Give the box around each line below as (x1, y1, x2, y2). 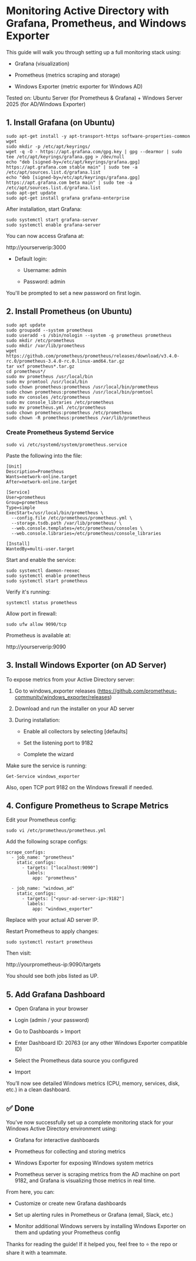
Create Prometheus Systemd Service (6, 428, 114, 436)
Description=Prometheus (6, 468, 65, 475)
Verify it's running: (6, 588, 51, 595)
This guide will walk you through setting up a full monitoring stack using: (6, 48, 181, 55)
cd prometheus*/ (6, 368, 46, 375)
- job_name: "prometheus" (11, 855, 75, 860)
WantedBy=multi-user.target (6, 546, 75, 552)
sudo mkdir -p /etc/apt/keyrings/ (6, 143, 91, 150)
